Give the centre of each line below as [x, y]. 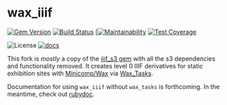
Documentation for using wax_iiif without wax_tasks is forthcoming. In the [113, 86]
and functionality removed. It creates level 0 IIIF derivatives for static [105, 66]
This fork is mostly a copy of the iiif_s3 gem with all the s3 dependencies [111, 58]
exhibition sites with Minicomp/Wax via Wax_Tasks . [81, 73]
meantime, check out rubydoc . [51, 94]
